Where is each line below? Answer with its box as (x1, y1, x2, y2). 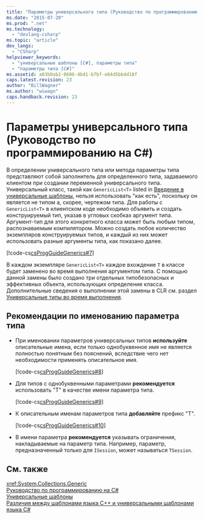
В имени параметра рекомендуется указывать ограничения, (15, 433, 177, 440)
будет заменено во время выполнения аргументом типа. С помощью (6, 267, 188, 275)
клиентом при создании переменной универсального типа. (6, 179, 162, 186)
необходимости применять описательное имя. (15, 356, 138, 363)
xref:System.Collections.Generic (6, 480, 87, 487)
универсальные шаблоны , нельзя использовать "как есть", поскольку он (6, 192, 198, 199)
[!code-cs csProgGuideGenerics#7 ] (6, 249, 94, 256)
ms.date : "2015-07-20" (6, 15, 64, 21)
